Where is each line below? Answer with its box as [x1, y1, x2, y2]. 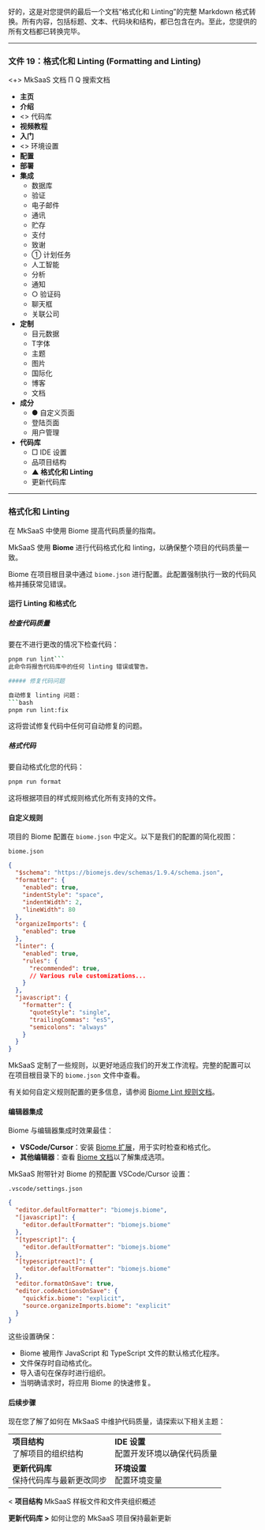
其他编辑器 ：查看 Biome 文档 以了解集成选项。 [19, 1152, 170, 1162]
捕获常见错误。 [21, 579, 71, 589]
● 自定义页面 [31, 408, 75, 417]
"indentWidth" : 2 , [22, 898, 83, 906]
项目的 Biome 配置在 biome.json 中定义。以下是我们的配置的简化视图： [8, 832, 238, 842]
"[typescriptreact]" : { [15, 1257, 93, 1266]
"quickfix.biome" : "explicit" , [22, 1294, 125, 1302]
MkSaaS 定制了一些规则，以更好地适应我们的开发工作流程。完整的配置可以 [8, 1061, 251, 1070]
